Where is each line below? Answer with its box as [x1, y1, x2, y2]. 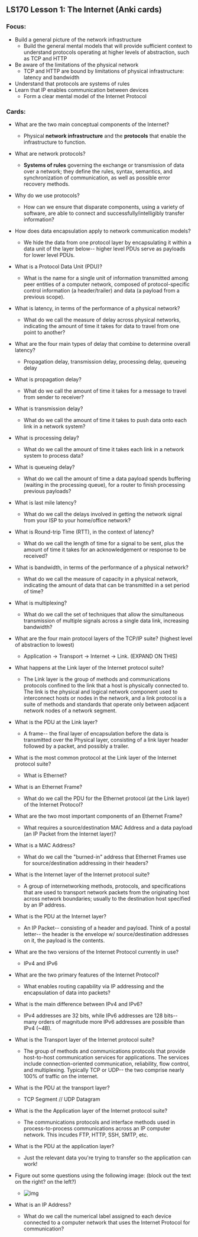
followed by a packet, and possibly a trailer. [23, 743, 129, 750]
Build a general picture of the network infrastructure [14, 36, 142, 43]
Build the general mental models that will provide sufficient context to [23, 42, 193, 49]
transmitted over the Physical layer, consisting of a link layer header [23, 736, 189, 743]
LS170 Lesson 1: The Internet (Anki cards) [6, 5, 163, 15]
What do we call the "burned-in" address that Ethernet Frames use [23, 853, 186, 860]
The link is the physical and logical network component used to [23, 688, 178, 695]
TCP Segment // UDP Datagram [23, 1095, 100, 1103]
